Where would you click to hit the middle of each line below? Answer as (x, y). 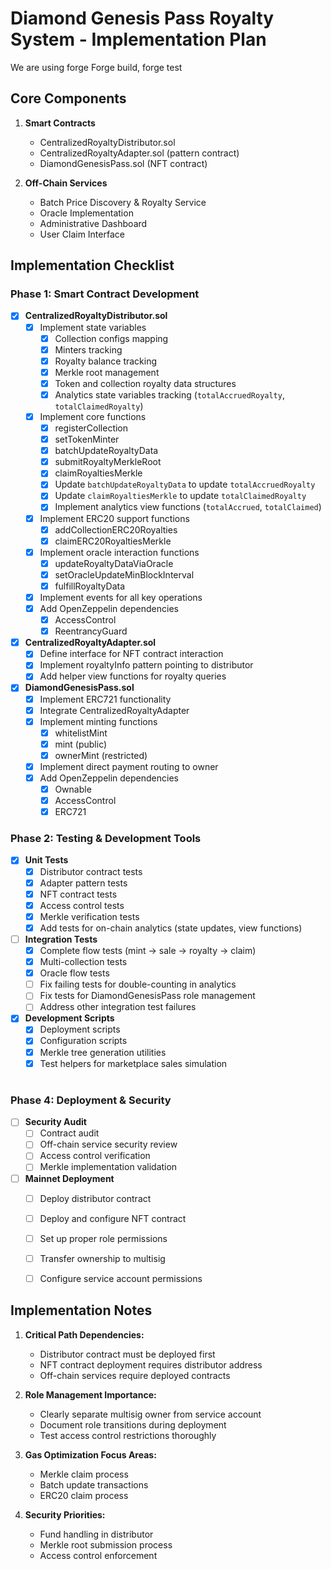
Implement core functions (93, 416)
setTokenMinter (87, 439)
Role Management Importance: (90, 1394)
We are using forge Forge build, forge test (96, 67)
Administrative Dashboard (93, 223)
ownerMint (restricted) (101, 755)
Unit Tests (46, 860)
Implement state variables (93, 327)
